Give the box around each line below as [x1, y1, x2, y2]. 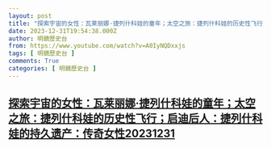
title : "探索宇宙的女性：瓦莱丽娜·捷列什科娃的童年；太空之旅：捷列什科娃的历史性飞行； [8, 19, 269, 27]
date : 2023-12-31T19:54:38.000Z [8, 27, 117, 35]
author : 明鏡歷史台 [8, 34, 68, 43]
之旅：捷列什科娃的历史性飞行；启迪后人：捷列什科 [8, 112, 263, 125]
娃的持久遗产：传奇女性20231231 [8, 127, 176, 141]
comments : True [8, 57, 60, 66]
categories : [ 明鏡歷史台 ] [8, 65, 97, 73]
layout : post [8, 11, 52, 20]
